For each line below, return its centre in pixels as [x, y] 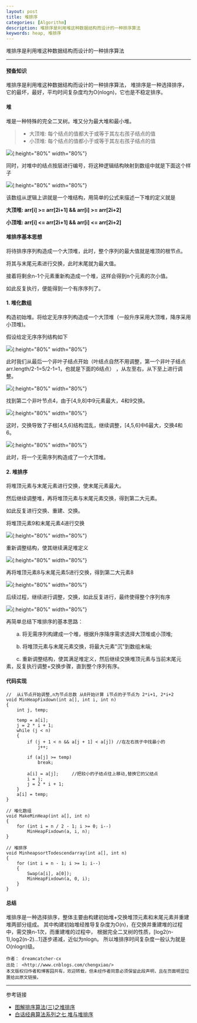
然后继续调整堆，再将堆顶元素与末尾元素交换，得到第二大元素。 [83, 498]
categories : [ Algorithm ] [36, 22]
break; [45, 763]
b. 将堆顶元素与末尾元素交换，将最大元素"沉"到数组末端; [84, 647]
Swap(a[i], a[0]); [50, 874]
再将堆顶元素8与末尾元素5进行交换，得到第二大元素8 [70, 572]
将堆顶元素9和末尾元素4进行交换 [45, 524]
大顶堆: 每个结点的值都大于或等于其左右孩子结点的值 [92, 133]
